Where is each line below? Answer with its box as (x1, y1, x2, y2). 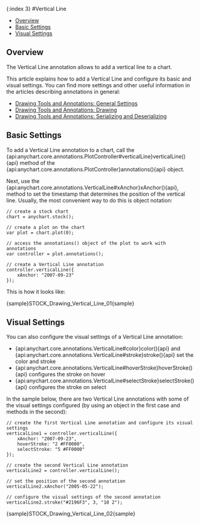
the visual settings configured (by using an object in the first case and (6, 402, 180, 409)
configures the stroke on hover (28, 371, 106, 378)
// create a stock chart (6, 208, 69, 215)
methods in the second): (6, 408, 68, 416)
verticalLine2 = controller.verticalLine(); (6, 468, 120, 474)
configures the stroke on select (28, 384, 107, 391)
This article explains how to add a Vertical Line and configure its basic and (6, 75, 192, 82)
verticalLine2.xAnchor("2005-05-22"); (6, 484, 104, 490)
